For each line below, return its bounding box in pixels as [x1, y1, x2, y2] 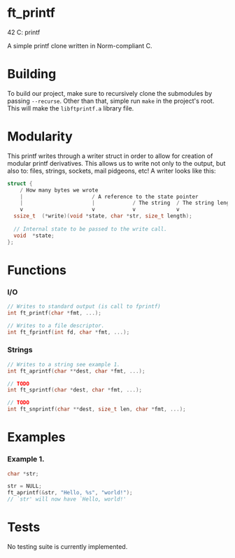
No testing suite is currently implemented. [7, 543, 128, 551]
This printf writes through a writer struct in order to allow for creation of [7, 152, 213, 160]
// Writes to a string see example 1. [7, 361, 120, 368]
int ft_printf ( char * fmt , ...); [7, 309, 101, 316]
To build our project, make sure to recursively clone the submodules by [7, 89, 213, 97]
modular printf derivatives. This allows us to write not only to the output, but [7, 159, 226, 167]
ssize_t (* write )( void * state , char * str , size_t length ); [13, 213, 192, 220]
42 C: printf [7, 28, 41, 36]
